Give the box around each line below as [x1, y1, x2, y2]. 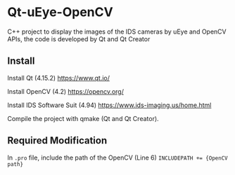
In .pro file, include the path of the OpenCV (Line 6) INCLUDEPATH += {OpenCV [7, 153, 228, 162]
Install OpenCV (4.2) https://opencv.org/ [7, 87, 125, 95]
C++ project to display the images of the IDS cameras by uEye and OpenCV [7, 27, 227, 36]
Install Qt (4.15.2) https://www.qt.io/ [7, 73, 110, 82]
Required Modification [7, 134, 108, 147]
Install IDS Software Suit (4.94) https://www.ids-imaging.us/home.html [7, 101, 212, 109]
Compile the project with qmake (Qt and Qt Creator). [7, 114, 160, 122]
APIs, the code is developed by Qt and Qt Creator [7, 34, 151, 43]
